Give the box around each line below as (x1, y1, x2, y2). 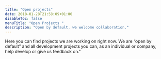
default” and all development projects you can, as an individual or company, (5, 44, 157, 49)
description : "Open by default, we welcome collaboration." (5, 25, 129, 30)
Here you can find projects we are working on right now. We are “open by (5, 38, 152, 44)
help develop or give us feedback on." (5, 49, 81, 55)
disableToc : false (5, 16, 42, 21)
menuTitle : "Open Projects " (5, 20, 64, 26)
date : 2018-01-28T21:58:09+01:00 (5, 12, 73, 16)
